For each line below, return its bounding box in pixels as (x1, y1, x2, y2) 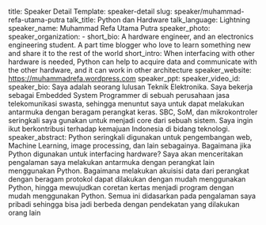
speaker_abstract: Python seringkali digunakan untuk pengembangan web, (8, 133, 253, 141)
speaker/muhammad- (173, 7, 245, 16)
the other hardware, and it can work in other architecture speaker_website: (8, 66, 252, 74)
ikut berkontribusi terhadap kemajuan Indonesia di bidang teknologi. (8, 124, 230, 133)
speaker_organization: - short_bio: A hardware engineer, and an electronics (8, 32, 254, 41)
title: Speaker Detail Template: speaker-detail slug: (8, 7, 173, 16)
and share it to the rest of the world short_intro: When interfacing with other (8, 49, 255, 58)
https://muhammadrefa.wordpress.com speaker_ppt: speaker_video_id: (8, 74, 241, 83)
